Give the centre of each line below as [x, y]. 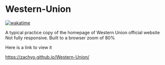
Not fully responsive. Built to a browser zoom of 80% [60, 38]
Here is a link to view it [29, 47]
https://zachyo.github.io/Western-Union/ [47, 57]
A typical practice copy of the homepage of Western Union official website [82, 32]
